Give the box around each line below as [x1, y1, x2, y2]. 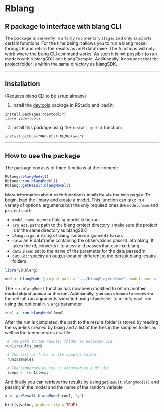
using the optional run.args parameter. [5, 301, 83, 307]
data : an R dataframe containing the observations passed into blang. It [12, 237, 154, 244]
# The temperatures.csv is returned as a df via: [7, 366, 110, 371]
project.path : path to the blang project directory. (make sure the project [12, 222, 158, 228]
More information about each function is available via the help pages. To [5, 192, 150, 198]
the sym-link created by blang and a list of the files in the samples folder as [5, 324, 156, 330]
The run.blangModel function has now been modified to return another [5, 286, 146, 291]
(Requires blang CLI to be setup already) [5, 93, 86, 98]
